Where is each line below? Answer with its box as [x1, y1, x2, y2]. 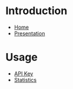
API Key [14, 70, 34, 77]
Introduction [5, 4, 68, 18]
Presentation [14, 29, 45, 37]
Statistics [14, 76, 37, 83]
